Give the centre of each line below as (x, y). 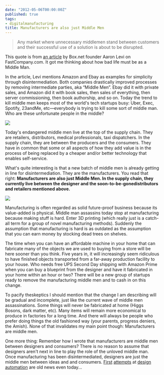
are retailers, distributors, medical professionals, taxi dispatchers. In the (78, 137)
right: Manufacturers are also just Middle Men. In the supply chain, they (79, 178)
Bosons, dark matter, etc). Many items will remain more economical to (76, 310)
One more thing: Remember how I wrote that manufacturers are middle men (82, 341)
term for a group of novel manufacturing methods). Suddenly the (76, 223)
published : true (22, 14)
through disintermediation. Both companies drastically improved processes (81, 82)
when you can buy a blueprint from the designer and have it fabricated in (79, 270)
